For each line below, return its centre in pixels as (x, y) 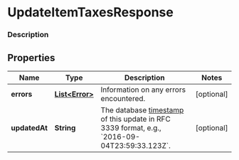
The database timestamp (142, 110)
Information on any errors (143, 90)
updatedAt (30, 127)
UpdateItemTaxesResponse (91, 12)
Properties (31, 58)
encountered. (123, 98)
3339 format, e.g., (131, 127)
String (65, 127)
